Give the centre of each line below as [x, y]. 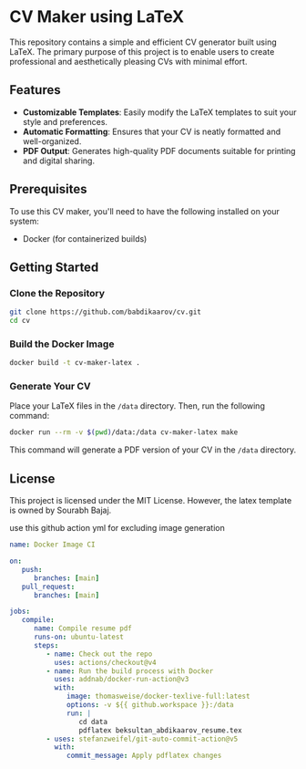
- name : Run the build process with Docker [130, 671]
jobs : [20, 612]
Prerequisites [48, 189]
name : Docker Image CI [52, 545]
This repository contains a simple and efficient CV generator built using [143, 42]
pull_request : [48, 587]
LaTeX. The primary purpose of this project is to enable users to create [142, 51]
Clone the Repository [57, 293]
